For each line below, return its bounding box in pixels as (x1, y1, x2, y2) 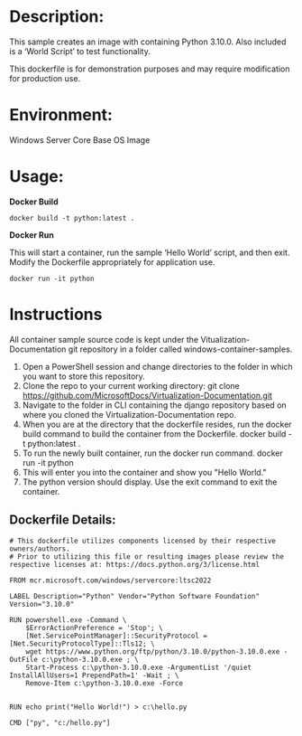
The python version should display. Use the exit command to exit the (22, 477, 278, 487)
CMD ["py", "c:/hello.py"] (9, 718, 111, 727)
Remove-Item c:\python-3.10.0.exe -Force (25, 678, 183, 688)
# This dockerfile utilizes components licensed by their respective (9, 536, 277, 545)
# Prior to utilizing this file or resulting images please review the (9, 552, 284, 561)
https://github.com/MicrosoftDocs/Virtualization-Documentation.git (22, 390, 273, 401)
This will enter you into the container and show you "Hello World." (22, 467, 268, 477)
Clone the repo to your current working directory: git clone (22, 380, 241, 391)
